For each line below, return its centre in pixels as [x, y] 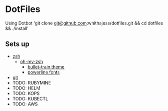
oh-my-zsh [31, 61]
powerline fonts [44, 72]
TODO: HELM [26, 88]
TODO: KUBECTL [30, 98]
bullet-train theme [46, 66]
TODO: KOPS [26, 93]
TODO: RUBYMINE [32, 82]
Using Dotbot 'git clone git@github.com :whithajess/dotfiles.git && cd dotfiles [84, 23]
